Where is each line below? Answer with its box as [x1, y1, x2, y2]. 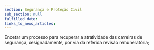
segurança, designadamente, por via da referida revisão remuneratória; [4, 40, 150, 46]
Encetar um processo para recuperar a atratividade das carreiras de [4, 34, 143, 40]
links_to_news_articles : [4, 21, 56, 26]
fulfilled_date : [4, 16, 38, 21]
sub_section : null [4, 12, 42, 17]
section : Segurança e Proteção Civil [4, 7, 82, 12]
